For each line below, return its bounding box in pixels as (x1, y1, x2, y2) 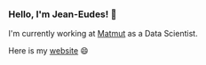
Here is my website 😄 (8, 45, 90, 56)
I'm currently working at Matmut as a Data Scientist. (8, 28, 198, 39)
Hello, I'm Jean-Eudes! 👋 (8, 8, 117, 20)
